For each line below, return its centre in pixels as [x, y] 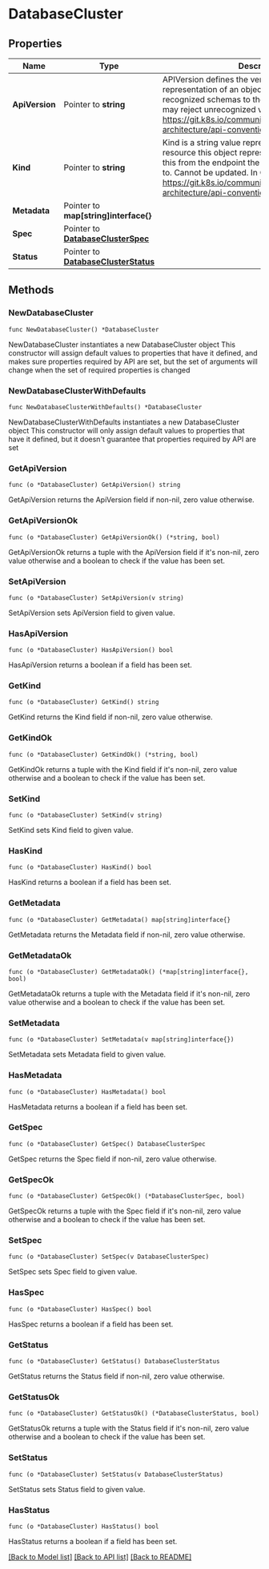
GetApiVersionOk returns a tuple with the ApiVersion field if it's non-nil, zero [134, 552]
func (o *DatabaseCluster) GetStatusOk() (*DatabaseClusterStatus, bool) [134, 1414]
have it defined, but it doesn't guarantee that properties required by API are [132, 439]
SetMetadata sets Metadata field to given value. [87, 1055]
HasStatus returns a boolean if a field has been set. [93, 1541]
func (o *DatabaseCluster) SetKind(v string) [85, 815]
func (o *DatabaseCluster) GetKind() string [84, 702]
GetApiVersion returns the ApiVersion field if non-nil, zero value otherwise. [131, 500]
